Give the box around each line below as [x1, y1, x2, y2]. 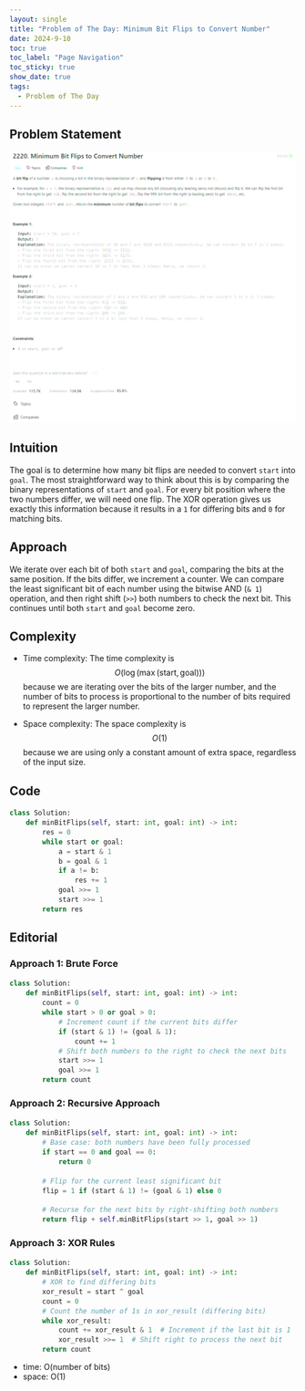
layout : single [9, 15, 67, 24]
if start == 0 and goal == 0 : [42, 1147, 157, 1157]
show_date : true [9, 73, 71, 82]
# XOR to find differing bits [42, 1278, 157, 1287]
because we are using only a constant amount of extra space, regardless [22, 747, 297, 758]
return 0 [57, 1157, 92, 1167]
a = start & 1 [57, 846, 112, 856]
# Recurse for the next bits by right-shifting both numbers [42, 1205, 280, 1215]
